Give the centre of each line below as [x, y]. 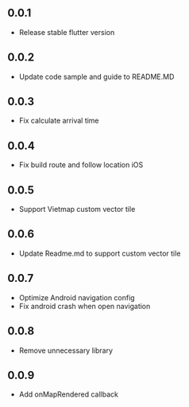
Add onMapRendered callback [68, 394]
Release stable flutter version [67, 32]
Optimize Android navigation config [77, 297]
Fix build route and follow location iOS [81, 165]
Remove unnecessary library [66, 350]
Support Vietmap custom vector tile [77, 209]
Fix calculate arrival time [59, 121]
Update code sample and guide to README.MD [96, 76]
